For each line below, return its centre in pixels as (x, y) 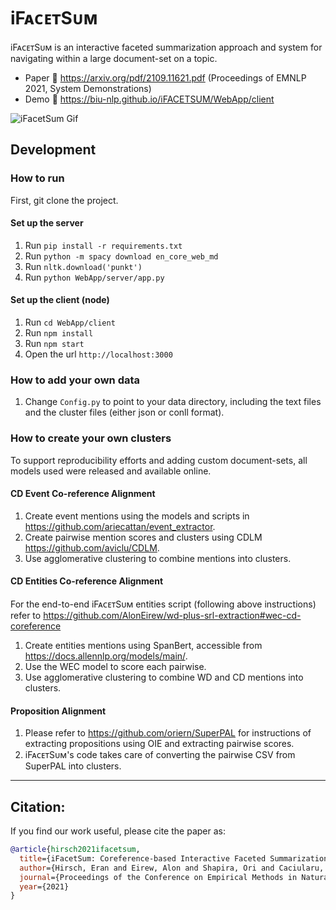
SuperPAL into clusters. (73, 766)
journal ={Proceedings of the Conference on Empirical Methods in (158, 877)
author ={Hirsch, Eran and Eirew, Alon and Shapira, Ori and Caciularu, (172, 868)
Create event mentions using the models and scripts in (137, 516)
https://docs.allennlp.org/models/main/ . (106, 656)
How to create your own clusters (91, 438)
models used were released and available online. (111, 471)
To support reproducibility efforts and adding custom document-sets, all (159, 460)
